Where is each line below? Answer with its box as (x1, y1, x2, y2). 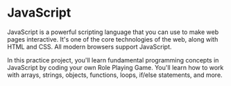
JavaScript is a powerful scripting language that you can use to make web (7, 28, 219, 36)
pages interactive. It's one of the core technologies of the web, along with (7, 35, 219, 43)
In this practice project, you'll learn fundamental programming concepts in (7, 55, 219, 64)
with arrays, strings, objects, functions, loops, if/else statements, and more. (7, 71, 223, 79)
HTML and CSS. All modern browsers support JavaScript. (7, 42, 172, 51)
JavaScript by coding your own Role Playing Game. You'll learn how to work (7, 63, 224, 71)
